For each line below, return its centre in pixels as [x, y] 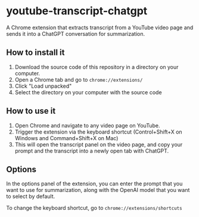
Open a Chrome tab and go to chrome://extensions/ [79, 79]
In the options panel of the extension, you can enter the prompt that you [94, 184]
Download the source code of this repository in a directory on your [97, 67]
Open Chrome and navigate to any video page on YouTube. [87, 125]
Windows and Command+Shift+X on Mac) [66, 138]
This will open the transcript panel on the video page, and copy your [99, 144]
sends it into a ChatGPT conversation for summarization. [75, 33]
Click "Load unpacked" [43, 86]
